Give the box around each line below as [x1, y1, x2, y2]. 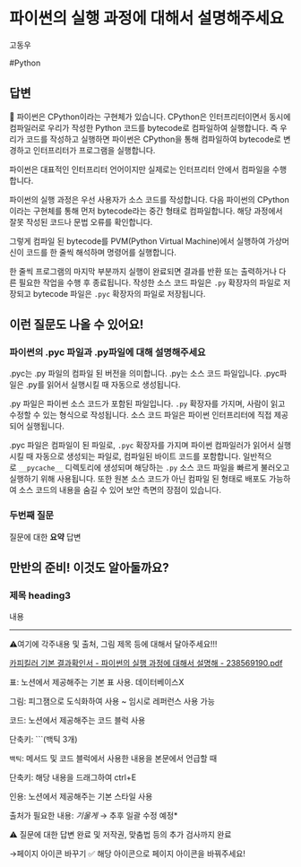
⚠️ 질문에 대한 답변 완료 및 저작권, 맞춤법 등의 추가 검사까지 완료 [9, 829, 232, 840]
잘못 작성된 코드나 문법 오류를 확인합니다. [9, 216, 153, 227]
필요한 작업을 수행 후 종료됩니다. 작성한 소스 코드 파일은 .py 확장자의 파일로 [18, 277, 281, 288]
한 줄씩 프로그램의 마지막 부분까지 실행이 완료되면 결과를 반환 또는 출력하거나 [9, 265, 278, 276]
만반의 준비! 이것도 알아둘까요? [9, 560, 169, 576]
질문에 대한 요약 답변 [9, 531, 82, 542]
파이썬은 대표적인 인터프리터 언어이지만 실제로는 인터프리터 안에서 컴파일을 [9, 163, 271, 175]
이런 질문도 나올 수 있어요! [9, 317, 144, 333]
